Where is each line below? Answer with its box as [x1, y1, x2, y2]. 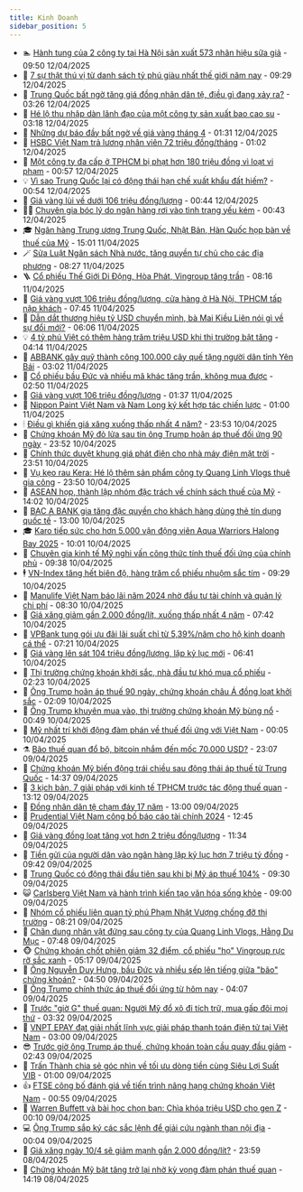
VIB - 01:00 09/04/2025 [22, 1069, 112, 1080]
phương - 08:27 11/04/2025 [22, 260, 124, 271]
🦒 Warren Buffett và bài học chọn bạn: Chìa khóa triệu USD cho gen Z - [22, 1103, 288, 1113]
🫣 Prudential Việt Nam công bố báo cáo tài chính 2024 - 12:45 [22, 810, 253, 822]
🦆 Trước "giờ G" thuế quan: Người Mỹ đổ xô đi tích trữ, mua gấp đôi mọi [22, 1002, 289, 1013]
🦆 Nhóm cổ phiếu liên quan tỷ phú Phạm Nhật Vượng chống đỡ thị [22, 907, 268, 917]
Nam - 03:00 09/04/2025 [22, 1031, 118, 1042]
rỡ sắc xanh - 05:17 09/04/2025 [22, 955, 142, 965]
